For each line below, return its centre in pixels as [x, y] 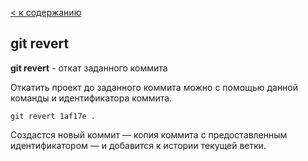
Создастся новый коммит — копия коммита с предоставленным [149, 134]
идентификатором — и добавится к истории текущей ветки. [138, 145]
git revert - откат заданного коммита [89, 68]
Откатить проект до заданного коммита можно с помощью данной [154, 87]
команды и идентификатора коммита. [91, 98]
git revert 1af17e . [53, 116]
